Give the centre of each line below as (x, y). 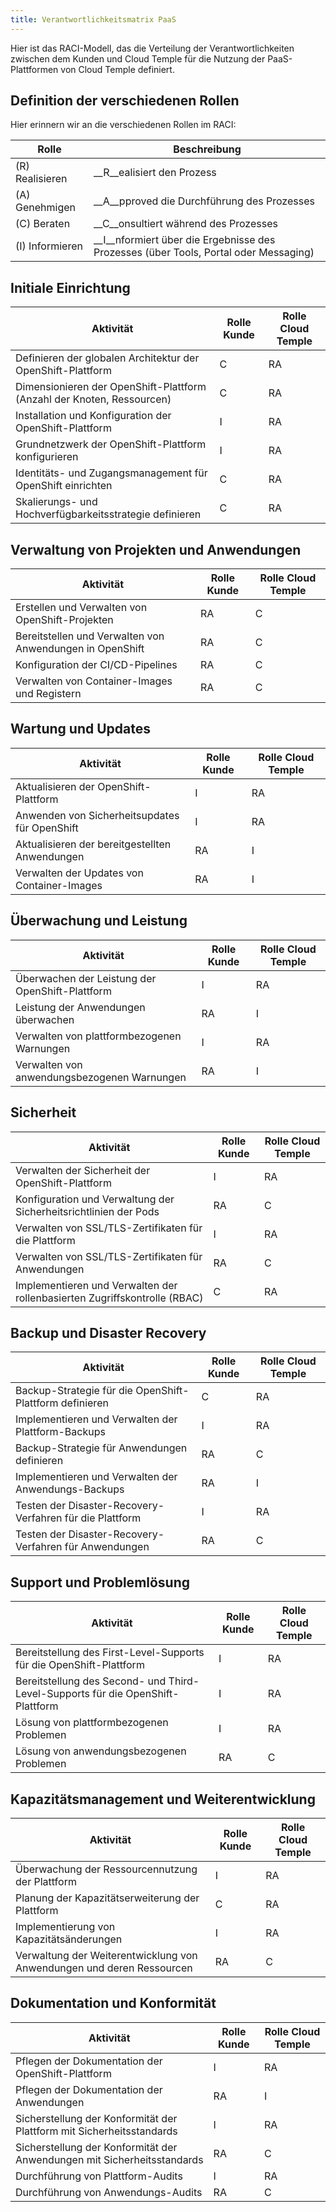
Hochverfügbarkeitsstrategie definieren (108, 514)
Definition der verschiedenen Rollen (125, 101)
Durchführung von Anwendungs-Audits (109, 2192)
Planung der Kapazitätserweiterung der (107, 1898)
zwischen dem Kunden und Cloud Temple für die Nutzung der (138, 58)
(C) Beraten (43, 224)
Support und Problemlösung (100, 1582)
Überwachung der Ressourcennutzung (106, 1869)
